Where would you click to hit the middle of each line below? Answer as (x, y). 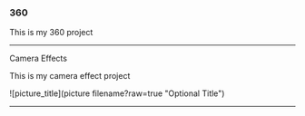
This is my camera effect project (70, 76)
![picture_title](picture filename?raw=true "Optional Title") (117, 93)
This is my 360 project (51, 33)
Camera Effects (39, 58)
